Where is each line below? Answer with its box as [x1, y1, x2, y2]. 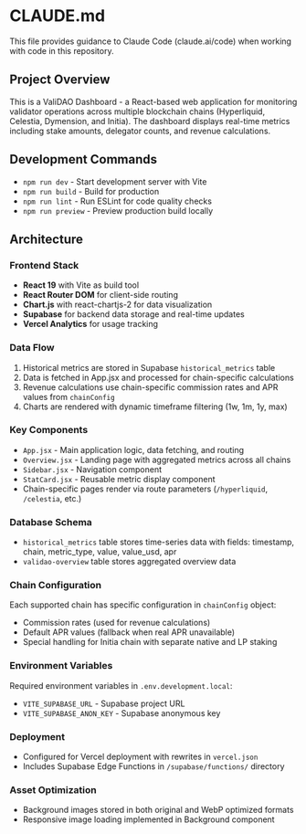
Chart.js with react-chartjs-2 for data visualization [22, 299, 213, 311]
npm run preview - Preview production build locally [22, 205, 214, 216]
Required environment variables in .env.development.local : [9, 680, 233, 691]
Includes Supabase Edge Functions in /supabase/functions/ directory [22, 761, 285, 772]
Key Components [9, 424, 89, 437]
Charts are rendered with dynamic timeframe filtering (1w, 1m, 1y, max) [22, 401, 288, 412]
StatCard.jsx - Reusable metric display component [22, 473, 216, 484]
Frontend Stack [9, 259, 79, 271]
